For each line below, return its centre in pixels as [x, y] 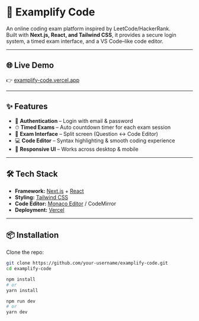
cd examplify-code [29, 269]
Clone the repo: [25, 252]
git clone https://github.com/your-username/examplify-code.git [87, 263]
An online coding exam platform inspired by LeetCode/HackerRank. [88, 28]
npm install [21, 279]
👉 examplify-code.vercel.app [43, 80]
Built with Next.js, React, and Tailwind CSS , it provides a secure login [91, 34]
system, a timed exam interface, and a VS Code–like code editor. [85, 41]
